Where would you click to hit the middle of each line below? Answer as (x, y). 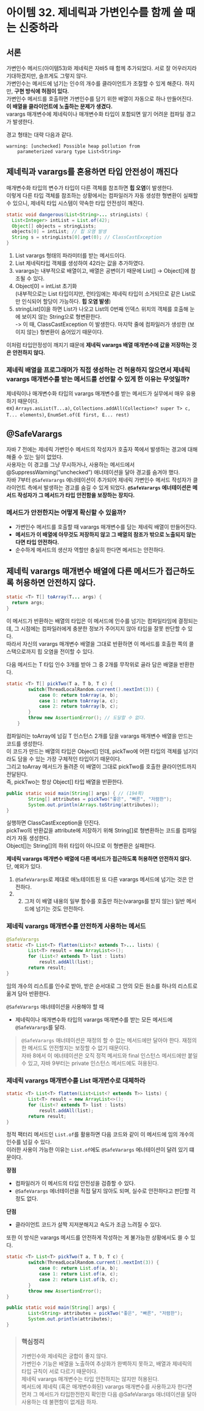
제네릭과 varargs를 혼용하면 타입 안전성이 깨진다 (92, 172)
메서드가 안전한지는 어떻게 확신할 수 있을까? (66, 513)
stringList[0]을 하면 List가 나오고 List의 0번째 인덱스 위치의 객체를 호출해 (102, 309)
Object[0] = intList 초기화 (46, 286)
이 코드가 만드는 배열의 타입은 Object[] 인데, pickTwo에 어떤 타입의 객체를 (94, 751)
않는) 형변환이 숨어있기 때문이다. (65, 332)
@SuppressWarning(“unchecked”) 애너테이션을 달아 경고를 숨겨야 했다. (93, 472)
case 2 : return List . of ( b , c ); (79, 1280)
